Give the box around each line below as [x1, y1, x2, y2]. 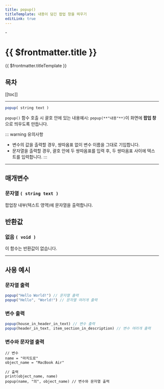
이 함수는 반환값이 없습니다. [5, 246, 58, 251]
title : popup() [5, 7, 36, 12]
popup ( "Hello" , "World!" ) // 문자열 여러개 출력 [5, 297, 98, 303]
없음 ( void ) [5, 234, 36, 240]
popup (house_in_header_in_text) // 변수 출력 [5, 322, 95, 327]
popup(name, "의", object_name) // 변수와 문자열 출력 [5, 379, 110, 384]
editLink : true [5, 16, 36, 21]
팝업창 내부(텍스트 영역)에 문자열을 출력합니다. [5, 202, 93, 208]
